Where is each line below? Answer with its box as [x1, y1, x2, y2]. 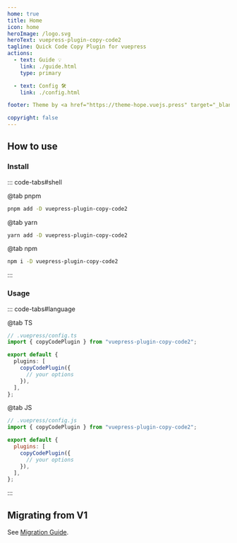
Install [7, 162, 30, 172]
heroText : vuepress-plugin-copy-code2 [7, 37, 121, 44]
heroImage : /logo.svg [7, 30, 71, 37]
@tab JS [7, 404, 32, 412]
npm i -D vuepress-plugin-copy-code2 [7, 258, 119, 265]
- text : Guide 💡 [13, 57, 62, 64]
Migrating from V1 [7, 509, 88, 521]
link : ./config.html [20, 89, 80, 96]
